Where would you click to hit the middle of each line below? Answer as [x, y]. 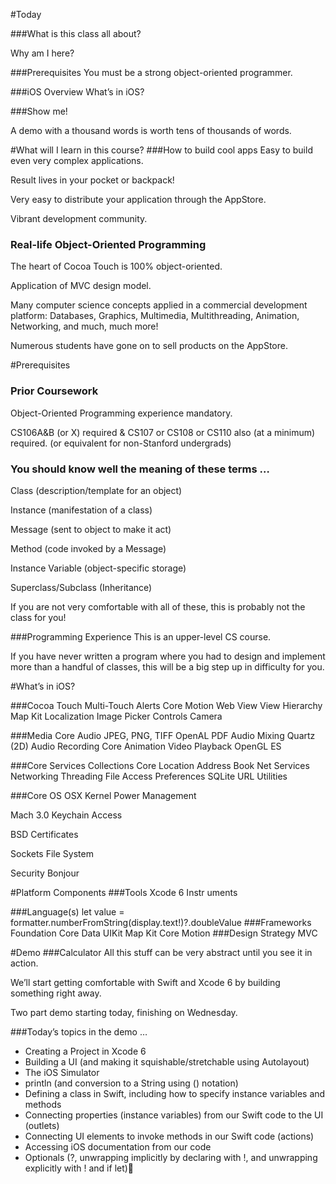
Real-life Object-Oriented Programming [108, 244]
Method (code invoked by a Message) [88, 548]
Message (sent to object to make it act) [91, 529]
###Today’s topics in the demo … [79, 1031]
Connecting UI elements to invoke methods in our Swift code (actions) [169, 1136]
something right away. [56, 993]
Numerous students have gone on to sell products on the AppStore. [149, 346]
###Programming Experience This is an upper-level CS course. [141, 636]
